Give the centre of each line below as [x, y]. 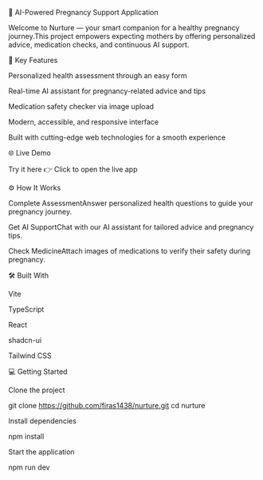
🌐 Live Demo [30, 153]
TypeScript [26, 309]
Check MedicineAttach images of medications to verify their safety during [130, 251]
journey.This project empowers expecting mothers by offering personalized [132, 36]
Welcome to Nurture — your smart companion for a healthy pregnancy [124, 28]
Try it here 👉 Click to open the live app [73, 169]
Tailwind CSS [30, 356]
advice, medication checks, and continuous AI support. [99, 45]
